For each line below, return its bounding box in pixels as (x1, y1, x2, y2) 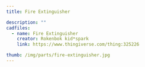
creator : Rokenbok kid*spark (17, 36, 89, 42)
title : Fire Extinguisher (6, 8, 70, 15)
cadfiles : (6, 25, 31, 31)
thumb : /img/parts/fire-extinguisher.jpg (6, 52, 111, 58)
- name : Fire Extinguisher (11, 30, 78, 36)
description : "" (6, 19, 46, 25)
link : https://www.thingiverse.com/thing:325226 (17, 42, 140, 47)
